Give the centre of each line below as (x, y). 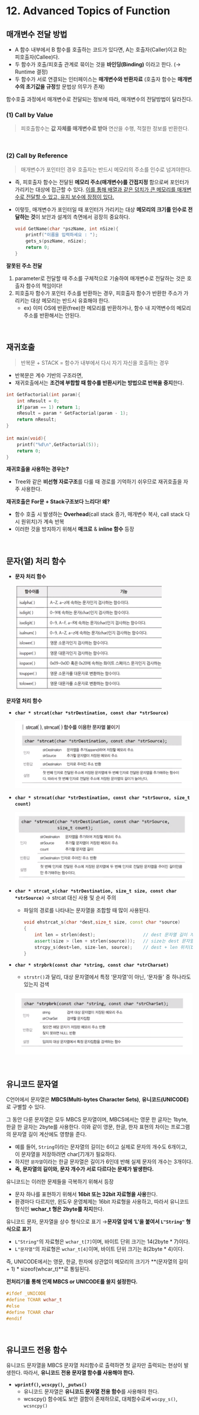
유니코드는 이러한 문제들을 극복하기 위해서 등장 (60, 1182)
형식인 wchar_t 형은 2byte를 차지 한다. (60, 1209)
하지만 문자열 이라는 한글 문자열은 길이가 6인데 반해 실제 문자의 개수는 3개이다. (104, 1161)
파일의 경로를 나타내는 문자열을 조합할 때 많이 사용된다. (87, 910)
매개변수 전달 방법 (37, 34)
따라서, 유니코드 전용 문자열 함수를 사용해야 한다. (79, 1373)
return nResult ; (37, 420)
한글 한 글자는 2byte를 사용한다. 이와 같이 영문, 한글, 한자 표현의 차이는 (88, 1127)
